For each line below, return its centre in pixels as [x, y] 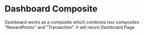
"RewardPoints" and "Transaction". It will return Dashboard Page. [70, 27]
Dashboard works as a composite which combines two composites [72, 22]
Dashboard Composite [51, 9]
